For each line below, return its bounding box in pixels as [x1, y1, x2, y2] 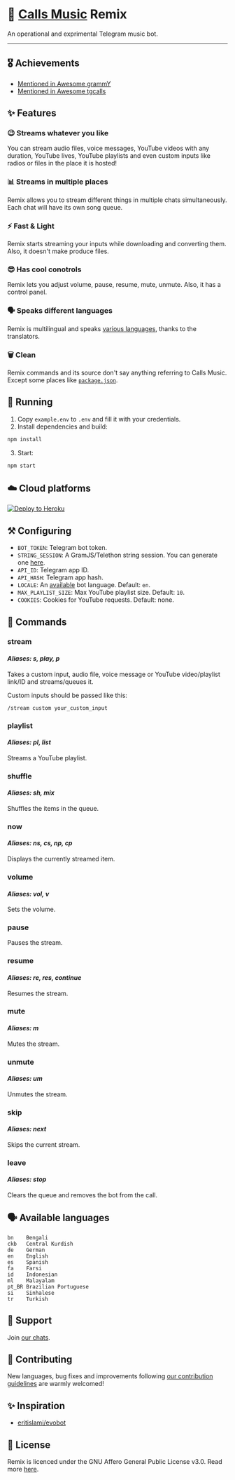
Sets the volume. [7, 905, 56, 914]
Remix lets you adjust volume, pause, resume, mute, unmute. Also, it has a [7, 281, 222, 289]
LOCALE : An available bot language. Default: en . [17, 581, 150, 589]
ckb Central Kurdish [7, 1240, 73, 1247]
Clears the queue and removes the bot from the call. [7, 1191, 158, 1199]
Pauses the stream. [7, 939, 63, 947]
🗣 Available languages [7, 1212, 110, 1224]
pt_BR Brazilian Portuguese [7, 1283, 90, 1290]
